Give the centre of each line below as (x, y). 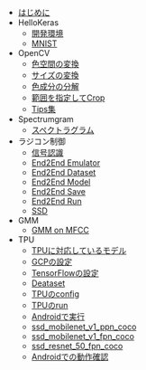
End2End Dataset (64, 172)
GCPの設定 (52, 261)
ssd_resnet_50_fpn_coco (77, 346)
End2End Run (57, 201)
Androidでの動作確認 (70, 356)
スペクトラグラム (63, 130)
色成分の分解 (55, 86)
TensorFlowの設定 (65, 273)
